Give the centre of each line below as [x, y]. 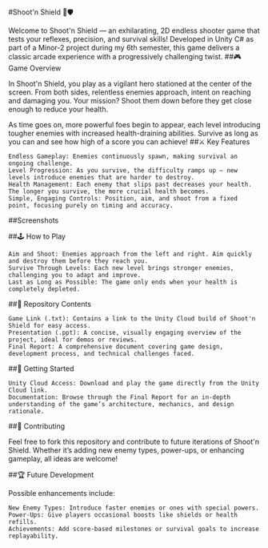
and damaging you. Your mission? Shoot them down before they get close [130, 101]
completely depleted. [44, 289]
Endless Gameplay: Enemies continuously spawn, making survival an [123, 156]
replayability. [34, 536]
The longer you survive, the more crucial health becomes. [109, 191]
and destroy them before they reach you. [78, 261]
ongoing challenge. [41, 163]
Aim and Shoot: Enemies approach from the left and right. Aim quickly [130, 254]
